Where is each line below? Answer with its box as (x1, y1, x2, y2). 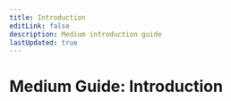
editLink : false (9, 21, 70, 30)
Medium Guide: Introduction (9, 77, 224, 97)
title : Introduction (9, 13, 87, 22)
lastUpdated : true (9, 38, 78, 47)
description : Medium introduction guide (9, 29, 163, 38)
